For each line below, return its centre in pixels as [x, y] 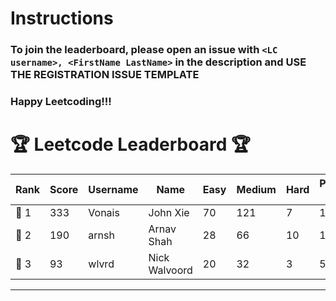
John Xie [169, 212]
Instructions [62, 18]
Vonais [104, 212]
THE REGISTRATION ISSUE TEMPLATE [105, 75]
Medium [256, 189]
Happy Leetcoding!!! [61, 102]
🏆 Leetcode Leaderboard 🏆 [130, 144]
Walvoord [170, 270]
